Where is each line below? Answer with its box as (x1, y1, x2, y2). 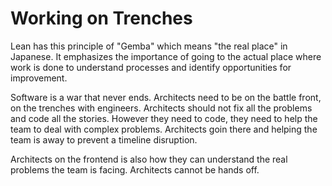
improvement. (10, 72, 68, 84)
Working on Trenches (10, 7, 193, 30)
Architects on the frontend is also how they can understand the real (10, 153, 288, 165)
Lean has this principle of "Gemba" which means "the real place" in (10, 40, 288, 52)
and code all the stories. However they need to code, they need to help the (10, 112, 318, 124)
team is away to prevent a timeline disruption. (10, 133, 198, 146)
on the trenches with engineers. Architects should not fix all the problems (10, 102, 313, 114)
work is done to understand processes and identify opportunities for (10, 61, 292, 73)
